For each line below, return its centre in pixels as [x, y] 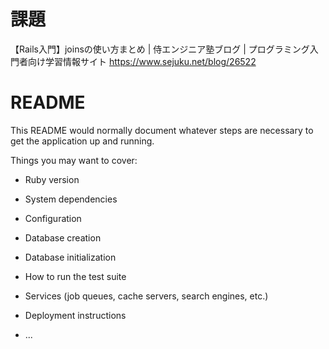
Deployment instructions [75, 315]
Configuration [53, 218]
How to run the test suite [75, 276]
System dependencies [71, 199]
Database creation [63, 237]
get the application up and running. [82, 141]
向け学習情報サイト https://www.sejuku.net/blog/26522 [142, 61]
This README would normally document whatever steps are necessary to [162, 130]
